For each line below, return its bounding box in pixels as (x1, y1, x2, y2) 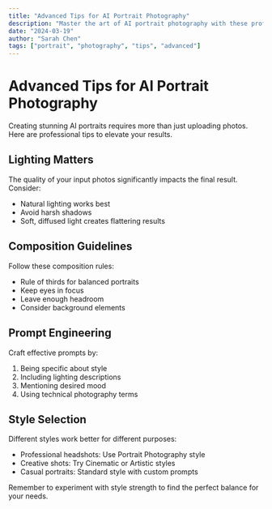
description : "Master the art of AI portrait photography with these (8, 19, 249, 28)
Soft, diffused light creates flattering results (19, 216, 166, 225)
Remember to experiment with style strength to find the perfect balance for (8, 483, 259, 493)
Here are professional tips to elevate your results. (8, 130, 172, 139)
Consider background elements (19, 302, 125, 312)
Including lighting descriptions (19, 372, 121, 382)
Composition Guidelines (8, 240, 133, 254)
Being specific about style (19, 363, 108, 373)
